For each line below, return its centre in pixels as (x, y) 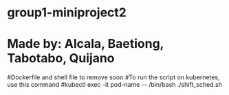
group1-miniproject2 (67, 13)
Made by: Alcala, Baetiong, (85, 44)
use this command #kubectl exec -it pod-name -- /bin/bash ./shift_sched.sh (115, 85)
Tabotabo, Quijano (61, 58)
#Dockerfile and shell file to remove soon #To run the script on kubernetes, (113, 77)
